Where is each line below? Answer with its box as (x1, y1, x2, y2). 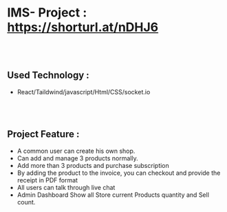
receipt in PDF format (17, 176, 78, 184)
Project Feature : (7, 129, 80, 140)
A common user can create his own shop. (17, 147, 136, 155)
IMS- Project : (7, 5, 87, 21)
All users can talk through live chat (17, 183, 116, 191)
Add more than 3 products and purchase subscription (17, 161, 170, 169)
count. (17, 198, 36, 206)
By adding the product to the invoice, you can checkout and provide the (17, 169, 221, 177)
